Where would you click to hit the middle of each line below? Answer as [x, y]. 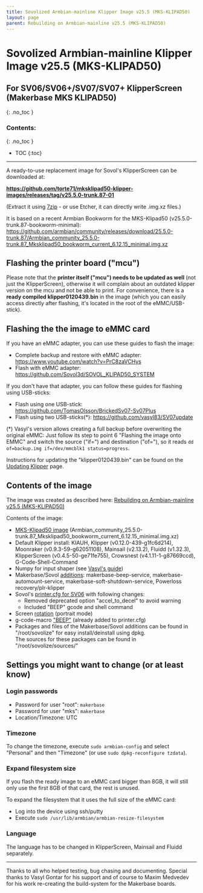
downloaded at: [26, 177]
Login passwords [32, 691]
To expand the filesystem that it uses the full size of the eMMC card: [91, 800]
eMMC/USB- [169, 303]
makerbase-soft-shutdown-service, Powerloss [124, 581]
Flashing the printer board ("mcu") [73, 263]
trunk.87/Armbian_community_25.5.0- [53, 237]
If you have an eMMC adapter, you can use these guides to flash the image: [100, 343]
